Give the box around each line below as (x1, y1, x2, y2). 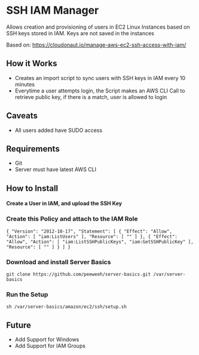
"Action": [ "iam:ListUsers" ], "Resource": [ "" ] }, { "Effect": (6, 233, 178, 239)
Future (6, 320, 32, 330)
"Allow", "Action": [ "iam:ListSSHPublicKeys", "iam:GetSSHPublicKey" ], (6, 239, 194, 245)
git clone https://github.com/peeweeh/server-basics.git (6, 271, 151, 277)
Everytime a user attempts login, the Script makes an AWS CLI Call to (14, 87, 185, 94)
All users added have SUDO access (14, 126, 103, 134)
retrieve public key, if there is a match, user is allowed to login (14, 93, 167, 100)
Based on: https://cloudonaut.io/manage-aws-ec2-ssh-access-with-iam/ (6, 41, 186, 48)
